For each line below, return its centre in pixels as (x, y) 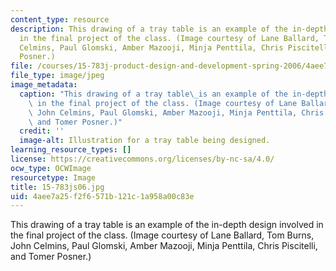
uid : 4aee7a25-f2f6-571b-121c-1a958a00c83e (102, 196)
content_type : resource (60, 19)
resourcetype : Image (53, 177)
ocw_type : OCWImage (51, 168)
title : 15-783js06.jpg (57, 187)
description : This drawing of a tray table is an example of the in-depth (169, 29)
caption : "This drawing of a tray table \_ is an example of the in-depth (174, 94)
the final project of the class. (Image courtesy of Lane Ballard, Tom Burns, (162, 235)
